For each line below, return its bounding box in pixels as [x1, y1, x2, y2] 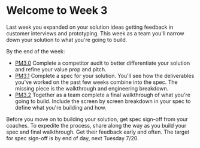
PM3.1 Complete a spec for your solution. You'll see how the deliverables [14, 72, 195, 79]
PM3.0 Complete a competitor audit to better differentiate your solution [14, 59, 190, 67]
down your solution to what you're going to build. [6, 36, 128, 43]
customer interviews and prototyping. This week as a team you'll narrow [6, 29, 184, 37]
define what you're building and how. [14, 104, 107, 111]
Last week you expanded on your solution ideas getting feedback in [6, 23, 174, 31]
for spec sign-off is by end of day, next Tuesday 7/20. [6, 134, 139, 141]
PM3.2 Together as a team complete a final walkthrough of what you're [14, 91, 190, 98]
